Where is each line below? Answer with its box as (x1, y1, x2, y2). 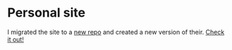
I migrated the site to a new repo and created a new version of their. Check (7, 28, 225, 36)
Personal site (7, 5, 86, 21)
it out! (7, 35, 25, 43)
